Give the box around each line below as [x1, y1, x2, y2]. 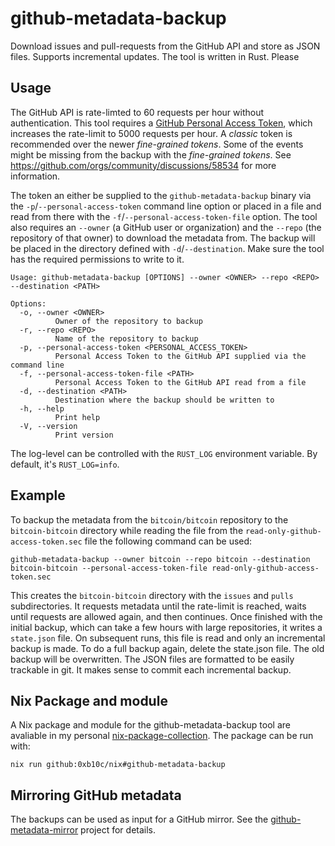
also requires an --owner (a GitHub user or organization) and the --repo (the [10, 221, 322, 233]
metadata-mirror [10, 824, 79, 836]
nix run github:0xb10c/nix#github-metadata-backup [10, 760, 226, 770]
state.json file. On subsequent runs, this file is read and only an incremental [10, 632, 326, 644]
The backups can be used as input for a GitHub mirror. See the [10, 813, 269, 826]
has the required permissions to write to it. [10, 253, 185, 265]
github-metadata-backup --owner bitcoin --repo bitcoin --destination [10, 554, 311, 564]
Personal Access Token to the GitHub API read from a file [54, 377, 307, 387]
